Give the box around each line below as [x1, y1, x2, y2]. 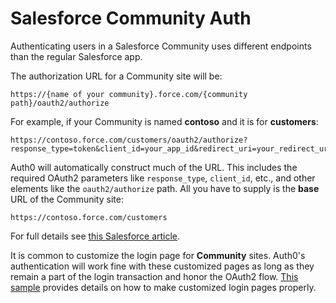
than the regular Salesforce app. [10, 50, 143, 62]
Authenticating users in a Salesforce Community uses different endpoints [10, 40, 312, 52]
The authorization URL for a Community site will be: [10, 70, 223, 82]
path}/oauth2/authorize [10, 98, 110, 108]
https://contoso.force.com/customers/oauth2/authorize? [10, 135, 248, 145]
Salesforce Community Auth [10, 7, 252, 30]
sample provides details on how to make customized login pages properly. [10, 281, 317, 293]
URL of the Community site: [10, 193, 124, 205]
